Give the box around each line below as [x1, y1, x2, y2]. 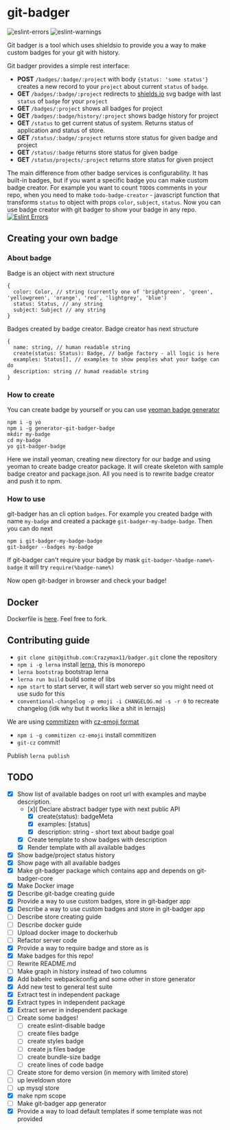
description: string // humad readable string [13, 368, 149, 375]
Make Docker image [16, 881, 74, 890]
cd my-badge [7, 437, 41, 443]
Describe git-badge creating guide [16, 890, 115, 898]
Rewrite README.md [16, 959, 77, 967]
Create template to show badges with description [27, 835, 167, 844]
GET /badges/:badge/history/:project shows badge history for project [16, 112, 219, 120]
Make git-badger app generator [16, 1099, 106, 1107]
